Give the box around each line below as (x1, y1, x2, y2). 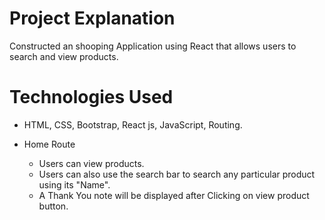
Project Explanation (9, 7, 176, 30)
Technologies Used (9, 86, 174, 109)
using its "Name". (38, 178, 111, 191)
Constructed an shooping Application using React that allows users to (9, 40, 297, 52)
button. (38, 200, 69, 212)
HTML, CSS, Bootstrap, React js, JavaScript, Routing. (23, 118, 243, 131)
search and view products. (9, 50, 119, 62)
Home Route (23, 138, 76, 150)
